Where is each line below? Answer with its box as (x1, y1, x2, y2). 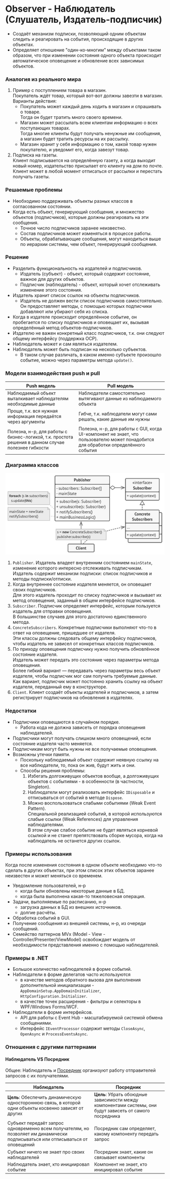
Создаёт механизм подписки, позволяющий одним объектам (12, 30, 146, 37)
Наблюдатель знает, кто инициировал (7, 1161, 90, 1167)
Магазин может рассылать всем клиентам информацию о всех (20, 120, 158, 126)
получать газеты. (12, 174, 50, 180)
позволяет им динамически (7, 1131, 68, 1137)
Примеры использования (5, 850, 72, 857)
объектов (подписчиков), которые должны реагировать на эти (12, 214, 149, 220)
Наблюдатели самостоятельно (78, 390, 145, 396)
